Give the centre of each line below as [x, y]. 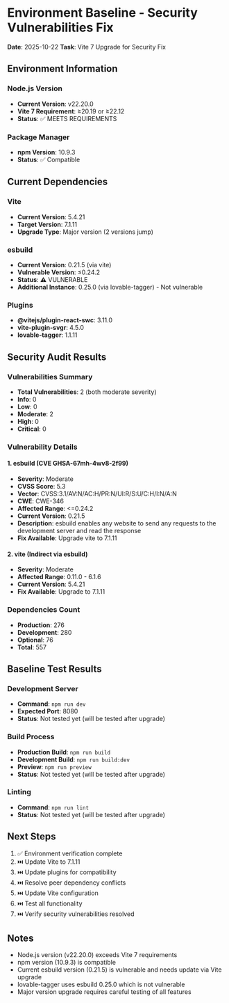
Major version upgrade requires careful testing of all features [104, 992]
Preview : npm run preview [54, 766]
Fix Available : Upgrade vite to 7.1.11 [67, 538]
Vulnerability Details [42, 447]
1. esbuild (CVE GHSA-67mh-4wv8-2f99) [68, 464]
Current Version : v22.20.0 [55, 104]
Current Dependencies [58, 182]
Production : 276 [41, 625]
